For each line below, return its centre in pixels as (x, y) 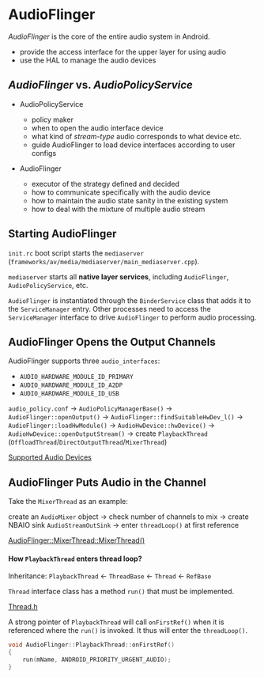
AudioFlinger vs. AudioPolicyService (101, 85)
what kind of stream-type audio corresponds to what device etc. (137, 136)
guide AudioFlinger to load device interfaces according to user (133, 145)
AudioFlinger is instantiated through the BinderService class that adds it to (130, 300)
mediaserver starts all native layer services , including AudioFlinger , (119, 277)
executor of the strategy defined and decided (106, 184)
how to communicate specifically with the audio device (121, 192)
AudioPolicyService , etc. (48, 285)
